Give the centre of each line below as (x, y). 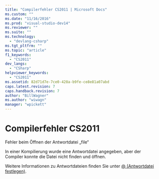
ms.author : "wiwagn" (26, 100)
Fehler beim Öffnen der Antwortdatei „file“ (47, 142)
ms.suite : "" (18, 32)
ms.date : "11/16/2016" (28, 18)
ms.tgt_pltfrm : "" (24, 46)
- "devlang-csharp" (29, 41)
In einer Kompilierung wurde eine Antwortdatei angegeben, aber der (73, 151)
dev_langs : (16, 64)
